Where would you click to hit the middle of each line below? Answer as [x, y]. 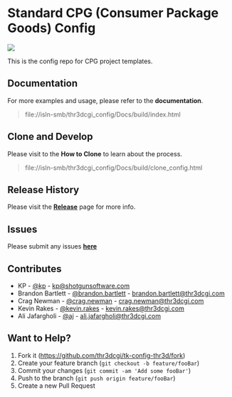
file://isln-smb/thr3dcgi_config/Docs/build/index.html [103, 114]
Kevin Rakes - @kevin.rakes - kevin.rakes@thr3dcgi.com [101, 308]
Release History [43, 190]
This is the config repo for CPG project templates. [80, 61]
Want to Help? [39, 338]
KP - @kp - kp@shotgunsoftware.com [74, 286]
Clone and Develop [50, 137]
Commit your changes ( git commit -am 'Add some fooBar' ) [104, 370]
